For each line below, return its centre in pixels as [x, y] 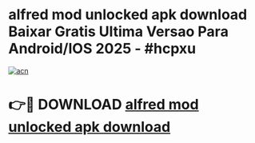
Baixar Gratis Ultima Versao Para [119, 32]
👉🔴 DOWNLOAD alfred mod [104, 105]
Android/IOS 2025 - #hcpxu [102, 49]
